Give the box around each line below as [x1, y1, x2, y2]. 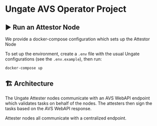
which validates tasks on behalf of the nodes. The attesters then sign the [5, 100, 153, 106]
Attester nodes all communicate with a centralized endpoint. [5, 115, 127, 121]
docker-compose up [5, 65, 43, 70]
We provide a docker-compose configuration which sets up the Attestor [5, 36, 150, 42]
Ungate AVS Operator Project [5, 3, 127, 15]
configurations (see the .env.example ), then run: [5, 56, 102, 62]
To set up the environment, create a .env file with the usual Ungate [5, 51, 140, 57]
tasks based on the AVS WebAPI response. [5, 105, 92, 111]
